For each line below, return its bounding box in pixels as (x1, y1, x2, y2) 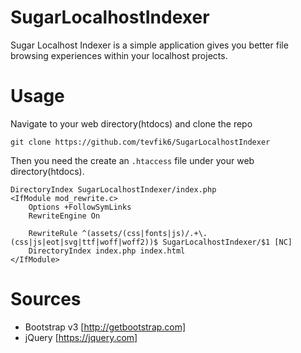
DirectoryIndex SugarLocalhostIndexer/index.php (10, 184, 217, 195)
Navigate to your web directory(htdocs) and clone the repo (10, 117, 253, 130)
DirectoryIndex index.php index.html (28, 246, 186, 256)
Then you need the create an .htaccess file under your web (10, 154, 255, 166)
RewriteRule (28, 228, 78, 238)
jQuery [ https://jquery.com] (24, 331, 138, 343)
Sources (10, 288, 82, 311)
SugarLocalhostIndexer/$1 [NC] (162, 237, 293, 247)
